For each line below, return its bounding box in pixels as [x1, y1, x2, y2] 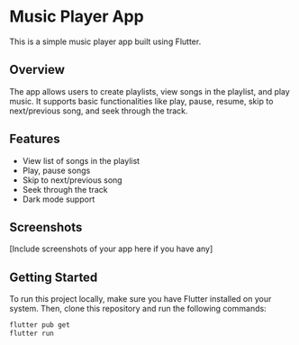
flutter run [9, 329, 54, 339]
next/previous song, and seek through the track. [9, 105, 188, 116]
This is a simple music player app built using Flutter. [9, 36, 202, 47]
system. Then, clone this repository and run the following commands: [9, 304, 267, 314]
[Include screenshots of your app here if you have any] [9, 243, 213, 254]
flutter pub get [9, 321, 70, 330]
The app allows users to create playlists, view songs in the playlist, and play [9, 86, 290, 96]
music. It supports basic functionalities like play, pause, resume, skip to [9, 95, 274, 106]
